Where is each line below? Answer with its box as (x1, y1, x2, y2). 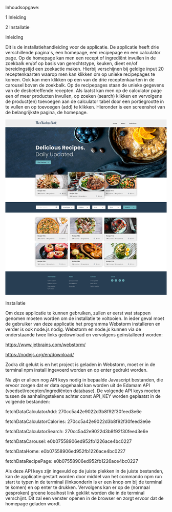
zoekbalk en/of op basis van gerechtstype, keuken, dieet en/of (5, 60, 138, 66)
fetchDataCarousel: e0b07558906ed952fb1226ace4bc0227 (5, 438, 132, 444)
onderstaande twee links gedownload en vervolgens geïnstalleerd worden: (5, 332, 163, 338)
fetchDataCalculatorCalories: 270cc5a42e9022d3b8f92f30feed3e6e (5, 418, 151, 424)
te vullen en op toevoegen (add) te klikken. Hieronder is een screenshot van (5, 104, 165, 110)
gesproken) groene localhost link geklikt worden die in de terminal (5, 490, 145, 496)
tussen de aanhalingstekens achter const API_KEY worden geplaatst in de (5, 393, 161, 399)
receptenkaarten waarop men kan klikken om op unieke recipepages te (5, 71, 155, 77)
